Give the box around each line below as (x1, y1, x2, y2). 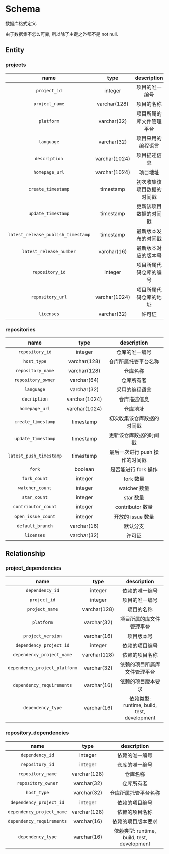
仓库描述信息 (119, 395, 149, 403)
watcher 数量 (118, 485, 150, 492)
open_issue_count (14, 513, 56, 519)
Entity (5, 46, 25, 54)
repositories (5, 326, 36, 333)
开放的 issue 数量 (114, 513, 154, 520)
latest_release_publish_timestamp (8, 232, 91, 237)
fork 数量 (123, 475, 145, 482)
